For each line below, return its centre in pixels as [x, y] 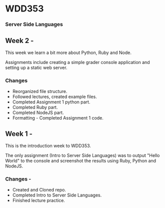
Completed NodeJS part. [38, 112]
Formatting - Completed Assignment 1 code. [58, 118]
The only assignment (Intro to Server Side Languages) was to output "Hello [82, 155]
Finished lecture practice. [38, 200]
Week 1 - [19, 134]
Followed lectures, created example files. [55, 97]
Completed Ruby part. [35, 107]
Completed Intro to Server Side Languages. [57, 195]
